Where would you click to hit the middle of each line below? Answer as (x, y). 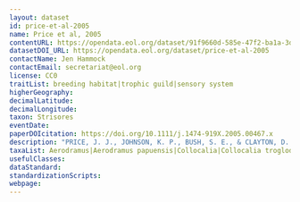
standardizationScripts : (55, 175)
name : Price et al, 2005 (55, 34)
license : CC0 (33, 76)
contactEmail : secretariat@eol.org (75, 68)
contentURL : (31, 42)
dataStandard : (36, 167)
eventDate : (29, 126)
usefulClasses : (37, 159)
